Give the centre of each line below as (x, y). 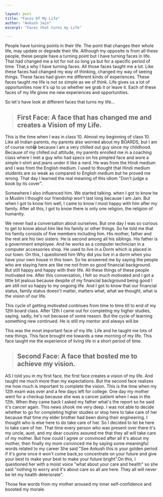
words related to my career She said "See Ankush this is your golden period (81, 449)
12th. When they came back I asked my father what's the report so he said (80, 402)
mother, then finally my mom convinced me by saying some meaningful (77, 443)
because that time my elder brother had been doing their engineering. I (76, 417)
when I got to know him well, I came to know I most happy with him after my (81, 203)
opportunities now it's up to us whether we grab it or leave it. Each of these (81, 87)
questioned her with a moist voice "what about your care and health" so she (81, 464)
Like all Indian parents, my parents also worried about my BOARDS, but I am (81, 142)
